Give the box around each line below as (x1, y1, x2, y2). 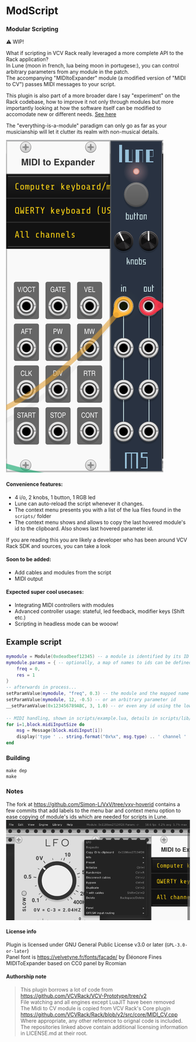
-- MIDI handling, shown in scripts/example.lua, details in (6, 715, 158, 721)
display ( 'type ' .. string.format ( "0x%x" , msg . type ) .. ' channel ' (16, 734, 187, 740)
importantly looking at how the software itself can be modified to (6, 104, 162, 112)
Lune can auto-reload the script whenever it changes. (14, 500, 144, 507)
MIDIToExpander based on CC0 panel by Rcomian (6, 959, 127, 966)
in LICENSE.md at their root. (20, 1030, 87, 1037)
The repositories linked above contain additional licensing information (20, 1024, 188, 1031)
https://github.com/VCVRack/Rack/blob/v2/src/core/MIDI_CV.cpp (20, 1011, 178, 1018)
